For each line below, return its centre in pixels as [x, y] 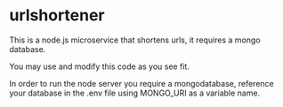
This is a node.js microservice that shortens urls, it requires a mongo [135, 40]
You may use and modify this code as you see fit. [99, 66]
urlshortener [57, 15]
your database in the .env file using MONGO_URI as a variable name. [135, 93]
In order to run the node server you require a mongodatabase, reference [141, 83]
